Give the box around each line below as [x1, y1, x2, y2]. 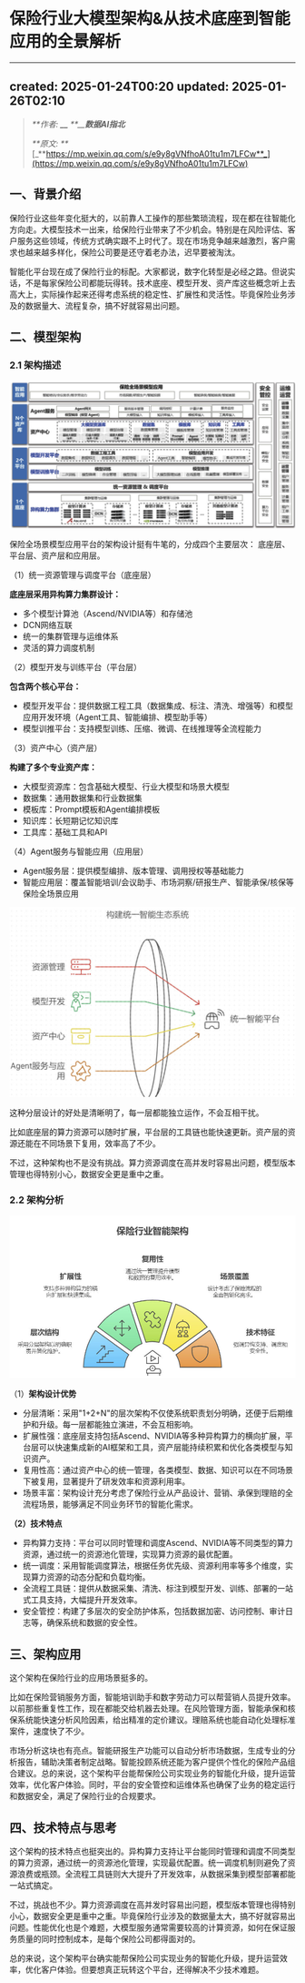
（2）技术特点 [9, 1518, 63, 1530]
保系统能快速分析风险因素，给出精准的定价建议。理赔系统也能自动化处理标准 [9, 1714, 296, 1725]
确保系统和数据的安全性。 [46, 1617, 143, 1628]
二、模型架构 [9, 329, 82, 344]
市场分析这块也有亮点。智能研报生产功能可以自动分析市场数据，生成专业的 [9, 1745, 288, 1756]
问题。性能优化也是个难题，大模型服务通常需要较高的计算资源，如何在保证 [9, 1922, 288, 1933]
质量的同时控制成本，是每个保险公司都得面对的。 [16, 1933, 201, 1944]
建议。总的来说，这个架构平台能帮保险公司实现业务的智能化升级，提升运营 [16, 1768, 296, 1779]
